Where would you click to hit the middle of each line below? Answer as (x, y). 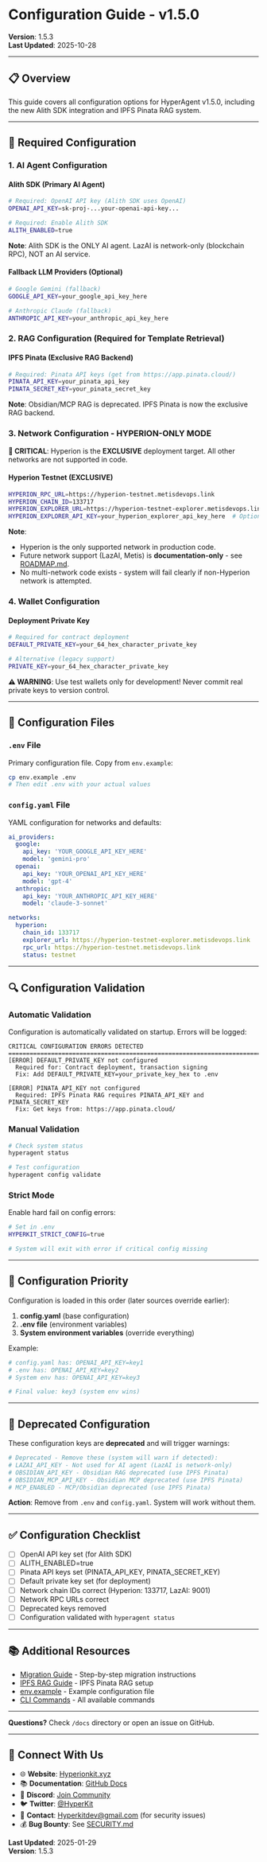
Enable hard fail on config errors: (62, 1213)
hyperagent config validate (55, 1175)
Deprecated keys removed (63, 1608)
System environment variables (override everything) (107, 1332)
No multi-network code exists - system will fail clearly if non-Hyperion (135, 573)
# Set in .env (32, 1227)
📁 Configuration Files (62, 723)
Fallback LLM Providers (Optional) (66, 272)
